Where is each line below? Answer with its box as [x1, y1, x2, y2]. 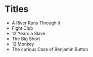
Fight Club [11, 25, 33, 31]
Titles [4, 3, 29, 15]
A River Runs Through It [11, 20, 61, 26]
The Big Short [11, 36, 41, 42]
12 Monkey [11, 41, 34, 47]
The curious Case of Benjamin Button [11, 46, 89, 52]
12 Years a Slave [11, 30, 46, 36]
